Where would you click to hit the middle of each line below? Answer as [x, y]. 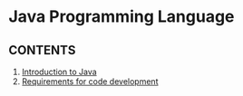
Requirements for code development [90, 82]
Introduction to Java [59, 72]
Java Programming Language [121, 17]
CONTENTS [42, 50]
